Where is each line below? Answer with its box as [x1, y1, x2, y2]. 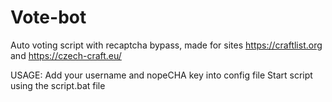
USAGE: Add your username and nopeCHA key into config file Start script [10, 69, 313, 81]
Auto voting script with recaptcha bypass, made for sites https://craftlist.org [10, 39, 323, 51]
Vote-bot [10, 6, 87, 29]
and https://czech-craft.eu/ [10, 49, 122, 61]
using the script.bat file [10, 79, 106, 91]
